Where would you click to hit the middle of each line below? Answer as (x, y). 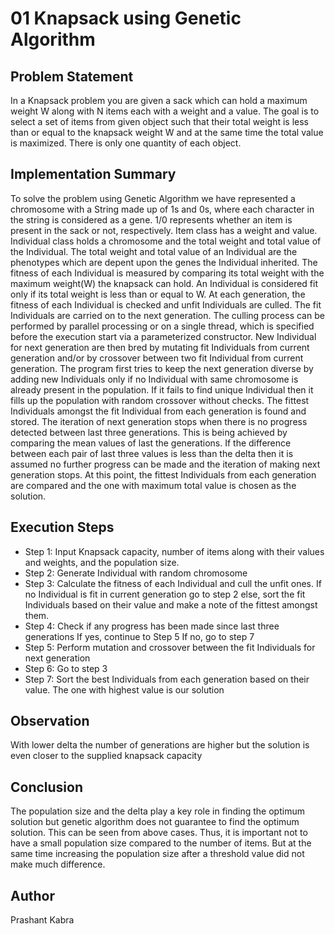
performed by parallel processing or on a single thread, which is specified (162, 326)
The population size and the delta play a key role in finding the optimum (157, 811)
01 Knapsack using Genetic (126, 18)
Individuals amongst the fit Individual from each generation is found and (158, 411)
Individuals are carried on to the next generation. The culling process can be (167, 315)
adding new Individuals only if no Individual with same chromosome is (154, 379)
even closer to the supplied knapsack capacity (106, 756)
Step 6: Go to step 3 (66, 668)
